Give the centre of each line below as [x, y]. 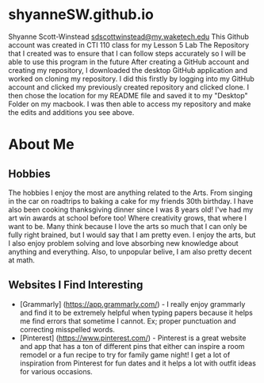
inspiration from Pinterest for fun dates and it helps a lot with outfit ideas [138, 363]
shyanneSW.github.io [81, 15]
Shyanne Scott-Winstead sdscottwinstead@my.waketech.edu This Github [129, 36]
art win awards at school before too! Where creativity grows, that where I [128, 218]
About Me [41, 145]
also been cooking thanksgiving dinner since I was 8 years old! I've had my [131, 209]
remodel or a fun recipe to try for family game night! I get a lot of [125, 354]
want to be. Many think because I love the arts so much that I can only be [128, 226]
